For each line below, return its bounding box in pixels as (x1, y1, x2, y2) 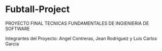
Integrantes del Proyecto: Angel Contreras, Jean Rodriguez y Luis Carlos (5, 35, 157, 41)
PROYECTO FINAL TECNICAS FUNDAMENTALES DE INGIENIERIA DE (5, 20, 149, 26)
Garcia (5, 40, 19, 46)
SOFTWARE (5, 25, 30, 31)
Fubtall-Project (5, 4, 70, 15)
